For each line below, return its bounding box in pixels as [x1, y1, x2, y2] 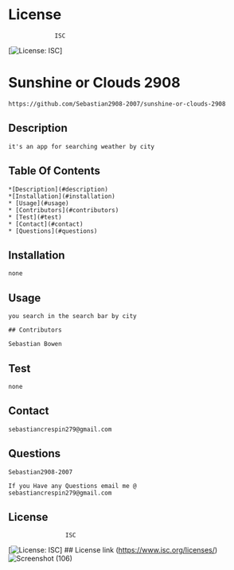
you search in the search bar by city [8, 312, 137, 320]
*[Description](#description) [8, 185, 109, 193]
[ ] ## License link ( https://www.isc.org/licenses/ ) [8, 545, 218, 555]
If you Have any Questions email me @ [8, 482, 137, 490]
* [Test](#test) [8, 213, 62, 221]
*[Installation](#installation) [8, 192, 115, 200]
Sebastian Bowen [8, 340, 62, 348]
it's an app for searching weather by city [8, 142, 155, 150]
